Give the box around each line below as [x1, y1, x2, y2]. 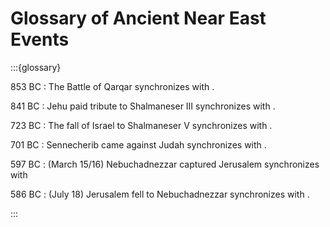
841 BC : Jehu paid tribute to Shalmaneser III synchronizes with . [10, 100, 276, 112]
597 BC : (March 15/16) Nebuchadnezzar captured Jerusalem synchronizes [10, 158, 320, 170]
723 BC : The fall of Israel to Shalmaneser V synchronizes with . [10, 119, 273, 131]
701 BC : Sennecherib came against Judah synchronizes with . [10, 138, 267, 151]
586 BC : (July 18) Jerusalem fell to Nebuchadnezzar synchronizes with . [10, 188, 310, 200]
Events [10, 28, 70, 51]
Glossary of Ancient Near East [10, 7, 267, 30]
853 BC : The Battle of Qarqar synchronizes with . [10, 80, 215, 92]
